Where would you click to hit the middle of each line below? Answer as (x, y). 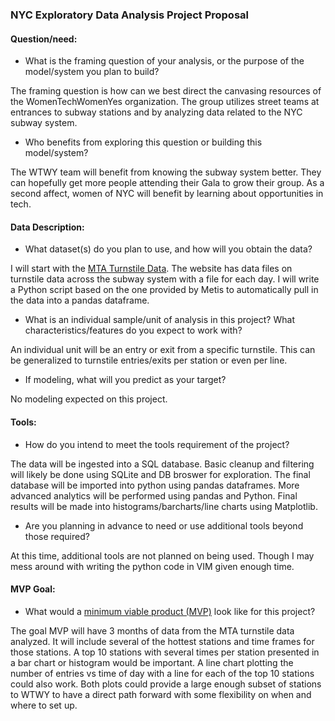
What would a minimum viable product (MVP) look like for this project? (170, 611)
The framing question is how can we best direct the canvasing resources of (166, 91)
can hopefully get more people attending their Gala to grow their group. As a (167, 183)
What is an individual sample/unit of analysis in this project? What (159, 320)
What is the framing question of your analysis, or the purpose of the (164, 61)
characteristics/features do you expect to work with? (133, 330)
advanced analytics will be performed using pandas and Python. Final (154, 495)
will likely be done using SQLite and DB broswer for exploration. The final (160, 474)
